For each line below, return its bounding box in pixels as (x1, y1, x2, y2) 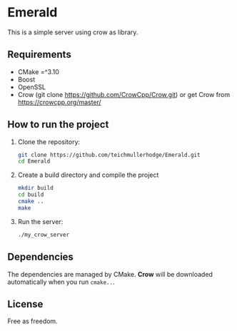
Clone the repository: (17, 137, 81, 146)
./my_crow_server (17, 231, 70, 238)
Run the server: (17, 217, 64, 225)
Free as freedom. (7, 317, 59, 325)
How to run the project (7, 118, 109, 131)
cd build (17, 191, 44, 198)
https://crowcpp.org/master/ (17, 98, 101, 106)
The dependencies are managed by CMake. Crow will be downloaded (7, 270, 213, 278)
